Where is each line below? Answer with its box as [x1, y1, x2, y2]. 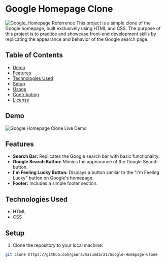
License [12, 97, 29, 103]
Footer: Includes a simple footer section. [12, 180, 98, 186]
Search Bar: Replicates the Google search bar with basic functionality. [12, 153, 160, 159]
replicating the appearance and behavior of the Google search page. [5, 36, 149, 42]
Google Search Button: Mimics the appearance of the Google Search [12, 159, 158, 165]
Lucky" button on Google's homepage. [12, 175, 94, 181]
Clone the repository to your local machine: [12, 242, 103, 248]
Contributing [12, 91, 39, 97]
